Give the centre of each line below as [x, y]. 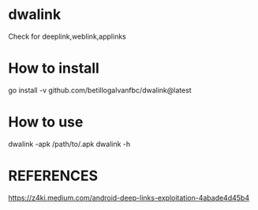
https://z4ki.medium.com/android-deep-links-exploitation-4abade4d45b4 [129, 197]
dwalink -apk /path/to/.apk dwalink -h [69, 144]
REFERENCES [53, 176]
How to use [46, 122]
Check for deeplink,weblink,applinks [67, 36]
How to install [54, 68]
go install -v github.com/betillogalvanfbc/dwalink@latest [100, 90]
